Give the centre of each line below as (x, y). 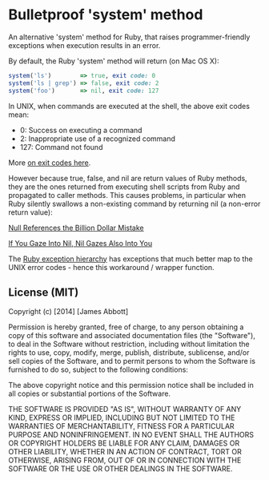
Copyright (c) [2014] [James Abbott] (68, 312)
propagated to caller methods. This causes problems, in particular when (127, 195)
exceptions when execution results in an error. (84, 45)
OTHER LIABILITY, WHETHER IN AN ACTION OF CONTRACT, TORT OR (125, 452)
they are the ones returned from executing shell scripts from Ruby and (124, 187)
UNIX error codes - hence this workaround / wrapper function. (111, 267)
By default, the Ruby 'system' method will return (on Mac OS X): (114, 61)
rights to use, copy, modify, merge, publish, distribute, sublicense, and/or (129, 353)
